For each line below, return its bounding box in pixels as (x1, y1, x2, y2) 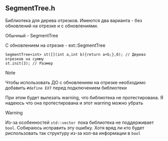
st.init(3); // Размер (5, 60, 53, 66)
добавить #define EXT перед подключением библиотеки (5, 85, 128, 91)
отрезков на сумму (5, 56, 44, 61)
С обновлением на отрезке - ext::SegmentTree (5, 42, 106, 48)
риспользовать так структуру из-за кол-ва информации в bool (5, 130, 141, 136)
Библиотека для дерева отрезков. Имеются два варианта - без (5, 17, 143, 23)
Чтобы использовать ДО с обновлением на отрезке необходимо (5, 79, 146, 85)
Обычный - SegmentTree (5, 32, 58, 38)
